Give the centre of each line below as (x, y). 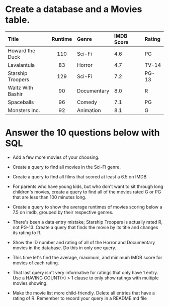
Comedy (87, 102)
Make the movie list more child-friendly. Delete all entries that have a (83, 293)
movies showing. (30, 283)
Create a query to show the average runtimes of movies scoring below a (87, 207)
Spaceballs (21, 102)
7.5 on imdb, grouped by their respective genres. (63, 212)
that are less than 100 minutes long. (49, 197)
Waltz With (21, 87)
